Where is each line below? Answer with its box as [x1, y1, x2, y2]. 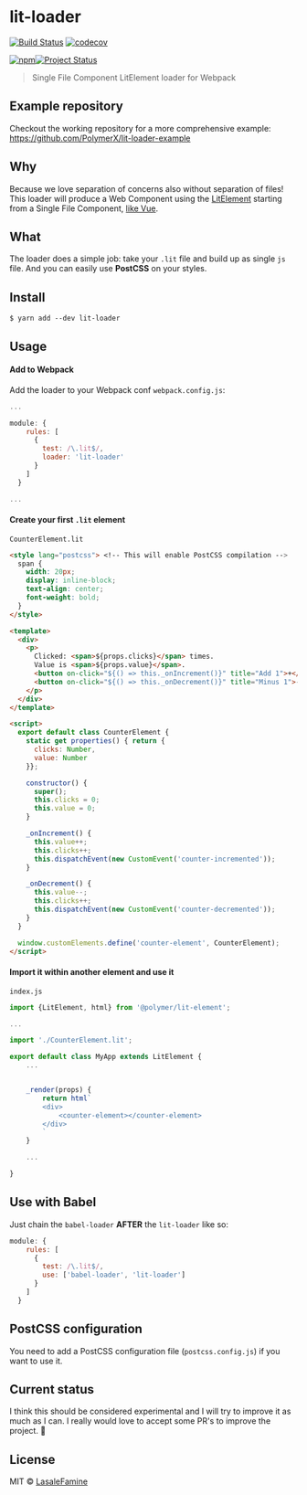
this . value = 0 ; [33, 804, 96, 813]
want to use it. [9, 1355, 63, 1366]
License [9, 1451, 56, 1468]
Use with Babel [9, 1194, 97, 1210]
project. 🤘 [9, 1426, 47, 1437]
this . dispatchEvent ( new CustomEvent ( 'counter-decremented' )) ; [33, 905, 276, 915]
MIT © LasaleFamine [9, 1476, 89, 1487]
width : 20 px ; [26, 567, 76, 577]
